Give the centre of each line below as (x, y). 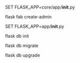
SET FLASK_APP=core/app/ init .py (40, 7)
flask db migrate (22, 46)
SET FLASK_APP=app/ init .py (35, 26)
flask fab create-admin (29, 17)
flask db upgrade (23, 55)
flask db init (17, 36)
